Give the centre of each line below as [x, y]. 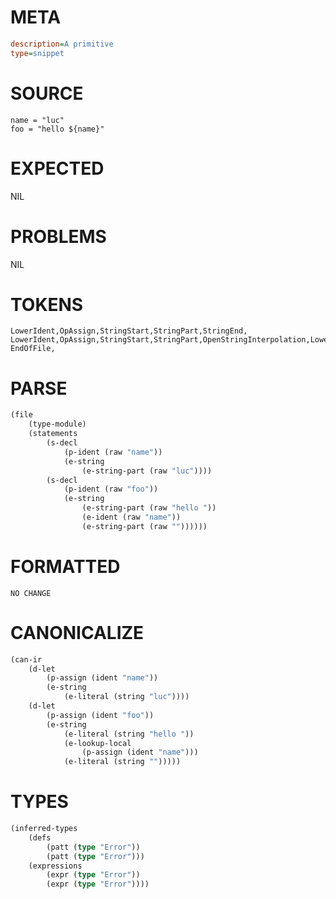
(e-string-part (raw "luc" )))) [147, 471]
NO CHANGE [31, 593]
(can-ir [26, 659]
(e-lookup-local [97, 743]
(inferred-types [44, 829]
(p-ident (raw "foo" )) [111, 489]
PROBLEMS [58, 236]
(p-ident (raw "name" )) [113, 452]
